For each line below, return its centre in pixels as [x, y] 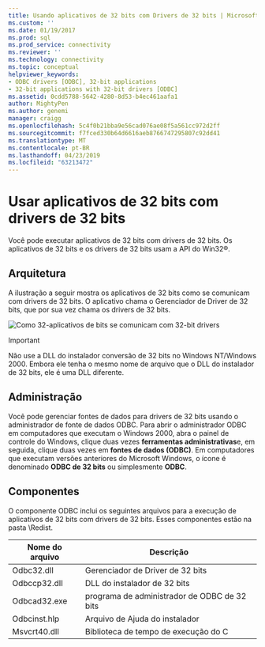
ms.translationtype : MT [47, 140]
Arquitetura [37, 274]
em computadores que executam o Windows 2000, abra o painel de [119, 433]
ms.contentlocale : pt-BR [49, 148]
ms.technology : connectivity [56, 60]
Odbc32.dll [33, 570]
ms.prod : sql [30, 38]
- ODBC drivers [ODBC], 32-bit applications [82, 81]
